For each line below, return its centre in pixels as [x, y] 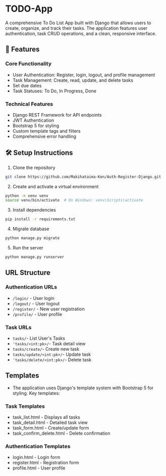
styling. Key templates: [36, 393]
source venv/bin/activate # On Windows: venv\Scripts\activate [74, 200]
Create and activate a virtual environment [56, 186]
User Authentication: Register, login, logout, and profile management [84, 75]
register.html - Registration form [46, 463]
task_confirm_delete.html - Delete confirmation [61, 433]
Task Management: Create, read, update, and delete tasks [73, 80]
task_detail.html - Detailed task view [50, 422]
